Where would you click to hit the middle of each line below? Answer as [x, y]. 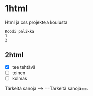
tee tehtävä [24, 67]
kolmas [20, 78]
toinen [19, 73]
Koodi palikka [20, 31]
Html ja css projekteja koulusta [36, 22]
